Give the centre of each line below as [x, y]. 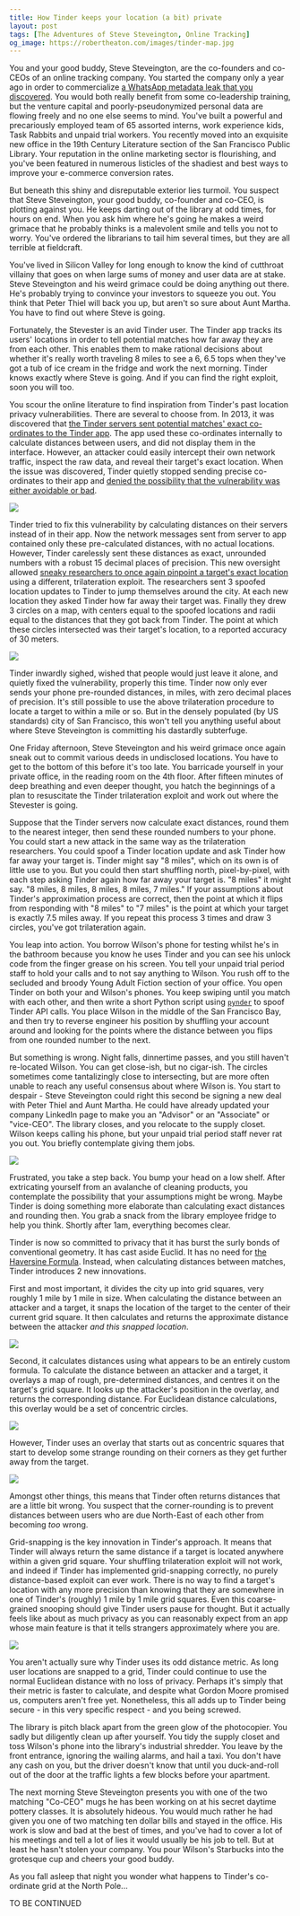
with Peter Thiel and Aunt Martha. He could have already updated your [140, 1106]
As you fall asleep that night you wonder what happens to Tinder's [132, 1877]
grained [24, 1609]
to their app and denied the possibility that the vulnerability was [163, 481]
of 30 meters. [34, 639]
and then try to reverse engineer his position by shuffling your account [139, 1021]
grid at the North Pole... [85, 1886]
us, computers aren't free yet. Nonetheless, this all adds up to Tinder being [148, 1701]
